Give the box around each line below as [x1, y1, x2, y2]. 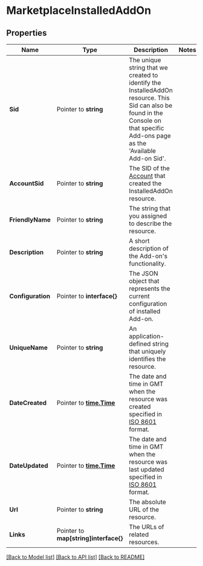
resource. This [129, 94, 170, 102]
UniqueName [9, 343, 48, 352]
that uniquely [129, 347, 166, 355]
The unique [129, 56, 161, 64]
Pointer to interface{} [56, 292, 118, 300]
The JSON [129, 269, 158, 277]
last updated [129, 466, 164, 473]
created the [129, 179, 162, 188]
